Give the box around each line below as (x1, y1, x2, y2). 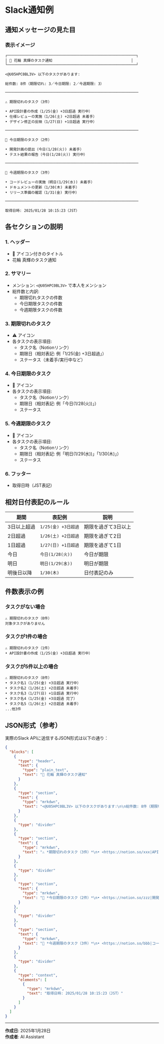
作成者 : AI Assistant (5, 1034, 44, 1040)
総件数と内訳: (12, 288, 40, 294)
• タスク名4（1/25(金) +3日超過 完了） (5, 696, 77, 701)
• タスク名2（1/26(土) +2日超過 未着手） (5, 686, 81, 691)
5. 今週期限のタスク (5, 420, 51, 427)
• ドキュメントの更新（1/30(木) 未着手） (5, 185, 80, 190)
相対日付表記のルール (5, 498, 69, 506)
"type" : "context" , (18, 972, 58, 978)
